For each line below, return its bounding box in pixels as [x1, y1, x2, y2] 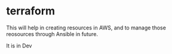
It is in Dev [6, 42, 32, 49]
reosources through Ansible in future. [6, 30, 99, 37]
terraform [6, 4, 56, 18]
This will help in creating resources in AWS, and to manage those [6, 24, 166, 31]
